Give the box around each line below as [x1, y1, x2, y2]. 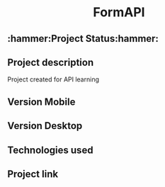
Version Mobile [7, 96, 76, 108]
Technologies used [7, 144, 93, 156]
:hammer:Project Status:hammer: [7, 33, 159, 45]
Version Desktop [7, 120, 83, 132]
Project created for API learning [7, 75, 99, 84]
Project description [7, 56, 94, 68]
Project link [7, 168, 59, 180]
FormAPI [93, 4, 145, 21]
